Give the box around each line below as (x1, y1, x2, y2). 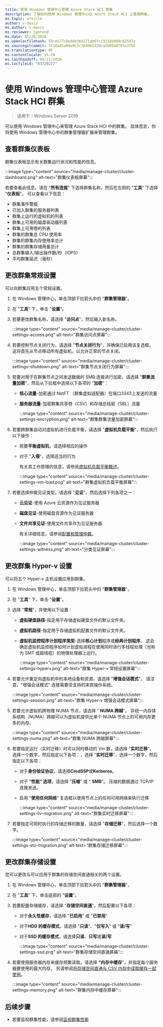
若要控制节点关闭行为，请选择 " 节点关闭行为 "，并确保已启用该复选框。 (12, 342, 154, 348)
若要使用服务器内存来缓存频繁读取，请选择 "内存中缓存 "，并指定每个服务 (12, 959, 158, 965)
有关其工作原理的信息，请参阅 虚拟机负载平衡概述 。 (19, 463, 122, 469)
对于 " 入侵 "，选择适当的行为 (19, 453, 76, 459)
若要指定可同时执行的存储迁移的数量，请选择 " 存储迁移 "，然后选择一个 (12, 820, 154, 827)
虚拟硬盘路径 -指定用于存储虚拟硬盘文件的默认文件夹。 (19, 617, 128, 623)
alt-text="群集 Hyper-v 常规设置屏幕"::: (63, 665, 141, 671)
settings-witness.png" (19, 546, 64, 552)
